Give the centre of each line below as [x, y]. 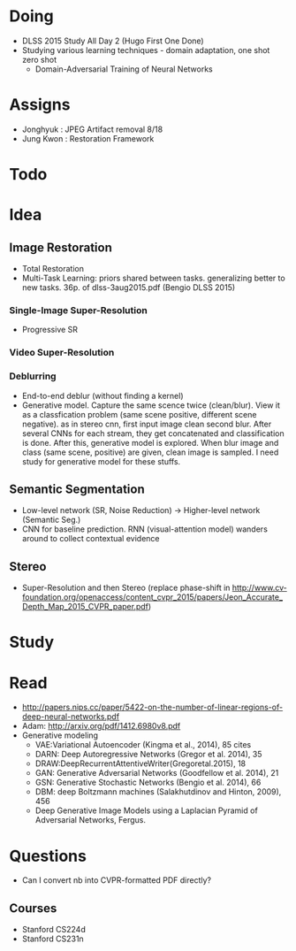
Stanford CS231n [53, 939]
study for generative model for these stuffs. [101, 461]
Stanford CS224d [53, 930]
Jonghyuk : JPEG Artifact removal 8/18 [92, 129]
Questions [48, 856]
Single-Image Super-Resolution [78, 310]
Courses [33, 908]
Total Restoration [53, 269]
